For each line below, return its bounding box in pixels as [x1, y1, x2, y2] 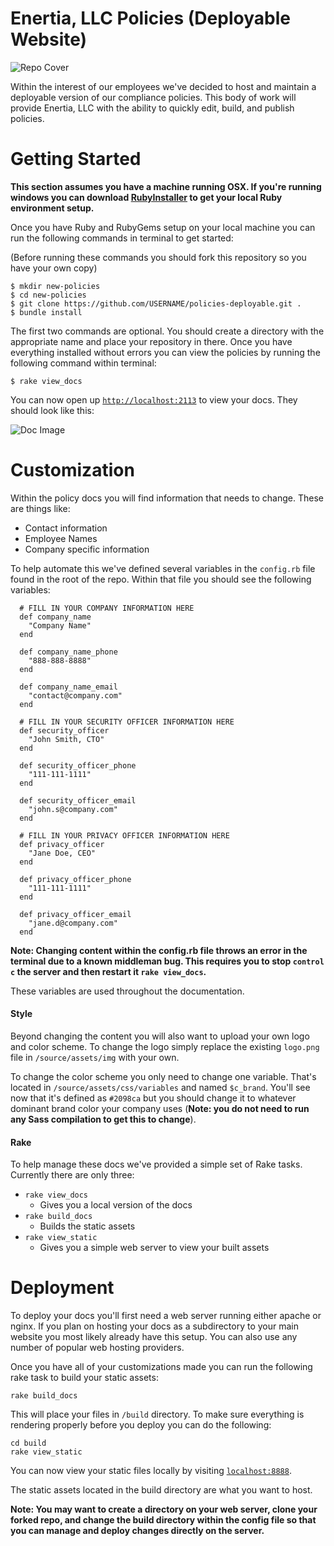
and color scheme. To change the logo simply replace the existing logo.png [10, 1041, 320, 1053]
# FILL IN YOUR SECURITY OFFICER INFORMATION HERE [19, 717, 235, 727]
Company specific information [24, 543, 150, 555]
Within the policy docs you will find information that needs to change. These [10, 492, 324, 504]
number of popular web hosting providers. [10, 1342, 185, 1354]
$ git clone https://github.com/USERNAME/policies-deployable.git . [10, 298, 302, 309]
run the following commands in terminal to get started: [10, 232, 234, 244]
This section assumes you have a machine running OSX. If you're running [10, 180, 322, 192]
